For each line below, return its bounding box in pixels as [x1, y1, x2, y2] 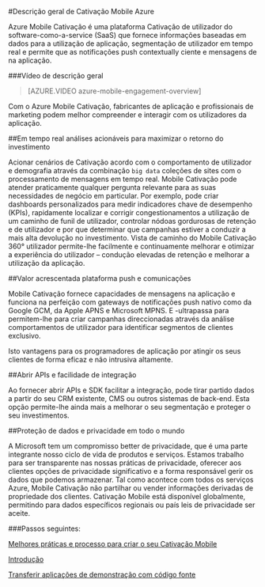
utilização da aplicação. [8, 259, 85, 267]
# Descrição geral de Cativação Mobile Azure [8, 7, 154, 16]
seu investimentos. [8, 411, 70, 420]
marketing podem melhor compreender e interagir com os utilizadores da [8, 110, 247, 119]
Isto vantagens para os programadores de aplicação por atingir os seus [8, 347, 241, 355]
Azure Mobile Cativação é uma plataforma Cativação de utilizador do [8, 22, 233, 31]
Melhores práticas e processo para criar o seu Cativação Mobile [8, 540, 218, 548]
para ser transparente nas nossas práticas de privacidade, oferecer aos [8, 458, 242, 468]
